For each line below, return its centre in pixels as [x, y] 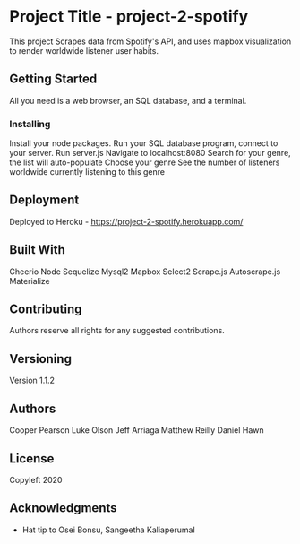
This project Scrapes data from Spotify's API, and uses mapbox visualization [150, 41]
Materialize [30, 281]
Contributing [46, 310]
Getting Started [53, 79]
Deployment [44, 200]
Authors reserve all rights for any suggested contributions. [117, 331]
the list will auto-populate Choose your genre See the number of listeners [145, 162]
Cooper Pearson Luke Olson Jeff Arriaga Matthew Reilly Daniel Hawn [137, 430]
